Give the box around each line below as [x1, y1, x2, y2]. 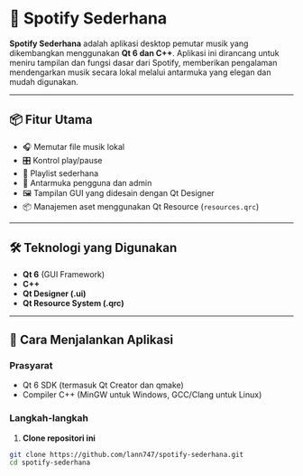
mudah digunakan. [9, 76, 79, 87]
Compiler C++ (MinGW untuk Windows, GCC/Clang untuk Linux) [22, 389, 262, 400]
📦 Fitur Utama [9, 112, 93, 127]
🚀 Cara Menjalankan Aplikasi [9, 331, 174, 347]
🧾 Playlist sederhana [22, 167, 99, 179]
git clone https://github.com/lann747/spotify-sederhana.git [9, 450, 244, 459]
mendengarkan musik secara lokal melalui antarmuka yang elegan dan [9, 67, 271, 78]
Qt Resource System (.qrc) [22, 297, 124, 308]
